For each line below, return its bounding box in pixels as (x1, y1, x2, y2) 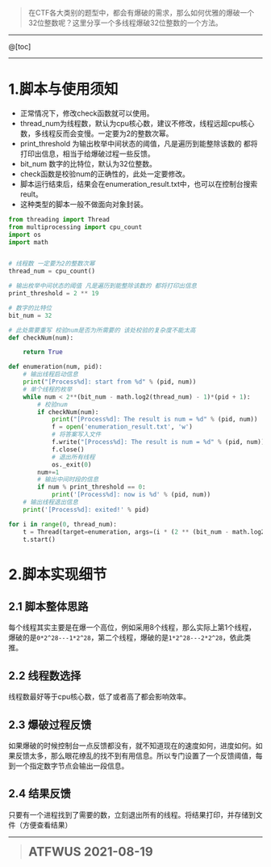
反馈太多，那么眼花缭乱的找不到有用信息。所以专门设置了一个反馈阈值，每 (15, 751, 263, 761)
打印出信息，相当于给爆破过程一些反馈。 (19, 149, 155, 159)
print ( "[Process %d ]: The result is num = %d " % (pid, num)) (51, 416, 258, 424)
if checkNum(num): (37, 408, 99, 416)
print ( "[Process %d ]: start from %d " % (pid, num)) (23, 378, 197, 387)
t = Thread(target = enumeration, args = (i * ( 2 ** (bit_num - (23, 527, 229, 536)
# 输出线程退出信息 (23, 498, 79, 506)
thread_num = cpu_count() (8, 267, 95, 276)
